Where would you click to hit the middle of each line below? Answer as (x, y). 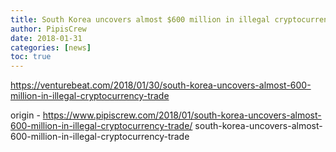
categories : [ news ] (51, 47)
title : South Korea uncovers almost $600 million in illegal (140, 19)
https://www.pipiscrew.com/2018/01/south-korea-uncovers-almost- (182, 115)
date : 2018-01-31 (46, 38)
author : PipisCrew (48, 29)
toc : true (31, 57)
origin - (25, 115)
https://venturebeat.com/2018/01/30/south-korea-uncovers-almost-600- (161, 85)
